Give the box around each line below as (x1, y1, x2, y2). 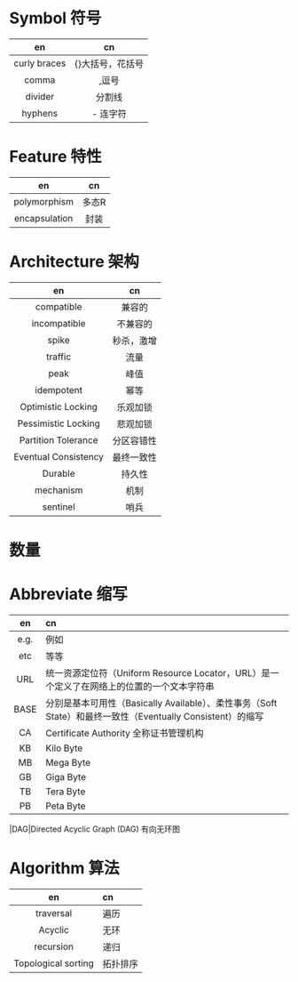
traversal (35, 906, 73, 919)
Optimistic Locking (20, 400, 98, 413)
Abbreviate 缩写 (9, 584, 129, 605)
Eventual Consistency (13, 450, 105, 463)
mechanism (34, 484, 83, 496)
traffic (45, 350, 72, 363)
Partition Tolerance (19, 433, 98, 446)
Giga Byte (45, 770, 87, 783)
